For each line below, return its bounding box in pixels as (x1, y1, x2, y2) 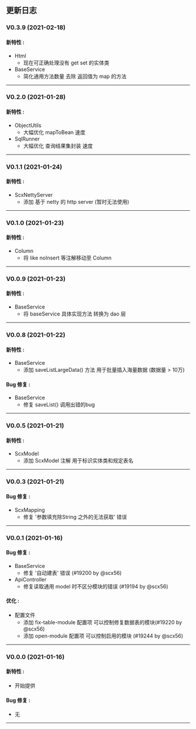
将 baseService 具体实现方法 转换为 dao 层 (23, 310, 127, 317)
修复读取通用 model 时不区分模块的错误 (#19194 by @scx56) (23, 583, 169, 590)
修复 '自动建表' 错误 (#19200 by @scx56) (23, 569, 122, 576)
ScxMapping (14, 506, 45, 514)
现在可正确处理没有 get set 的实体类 (23, 59, 110, 66)
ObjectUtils (14, 122, 42, 129)
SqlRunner (14, 135, 40, 142)
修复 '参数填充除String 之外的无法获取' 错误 (23, 513, 127, 520)
